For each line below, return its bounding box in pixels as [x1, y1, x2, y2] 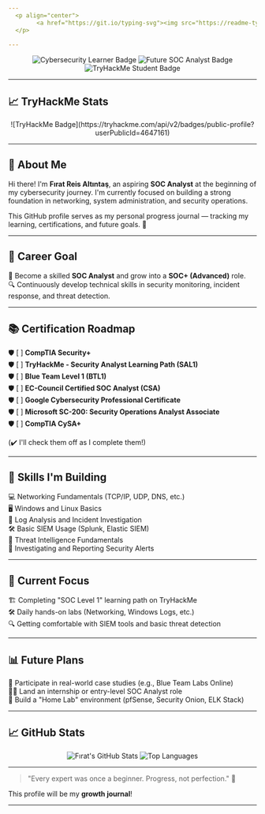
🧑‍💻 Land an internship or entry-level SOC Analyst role [8, 686, 183, 696]
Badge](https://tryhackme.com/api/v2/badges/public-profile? [54, 120, 255, 129]
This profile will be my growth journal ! [8, 789, 132, 798]
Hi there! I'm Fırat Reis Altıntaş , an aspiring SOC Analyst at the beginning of [8, 179, 257, 189]
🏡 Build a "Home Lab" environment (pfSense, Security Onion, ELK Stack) [8, 695, 244, 704]
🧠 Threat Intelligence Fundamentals [8, 536, 124, 545]
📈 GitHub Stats [8, 726, 85, 740]
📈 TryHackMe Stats [8, 95, 109, 108]
